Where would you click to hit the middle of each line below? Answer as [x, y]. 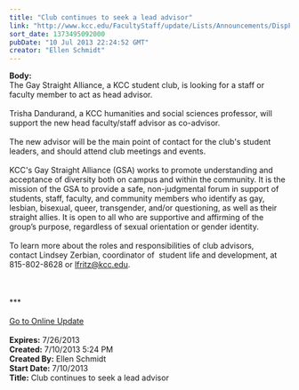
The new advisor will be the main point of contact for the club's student [140, 142]
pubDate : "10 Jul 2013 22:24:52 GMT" [79, 42]
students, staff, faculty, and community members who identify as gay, [137, 199]
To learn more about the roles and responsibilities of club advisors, [132, 246]
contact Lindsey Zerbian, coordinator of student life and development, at [143, 255]
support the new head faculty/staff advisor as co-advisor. [115, 123]
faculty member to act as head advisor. [81, 95]
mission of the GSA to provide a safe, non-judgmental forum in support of [144, 189]
